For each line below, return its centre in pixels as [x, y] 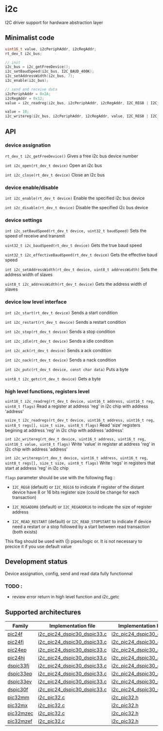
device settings [24, 220]
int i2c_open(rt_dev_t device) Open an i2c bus [54, 165]
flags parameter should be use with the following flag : [60, 477]
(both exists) [24, 532]
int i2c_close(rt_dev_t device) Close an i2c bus [55, 175]
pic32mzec [20, 713]
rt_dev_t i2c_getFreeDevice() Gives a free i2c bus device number [72, 156]
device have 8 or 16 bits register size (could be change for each [76, 492]
